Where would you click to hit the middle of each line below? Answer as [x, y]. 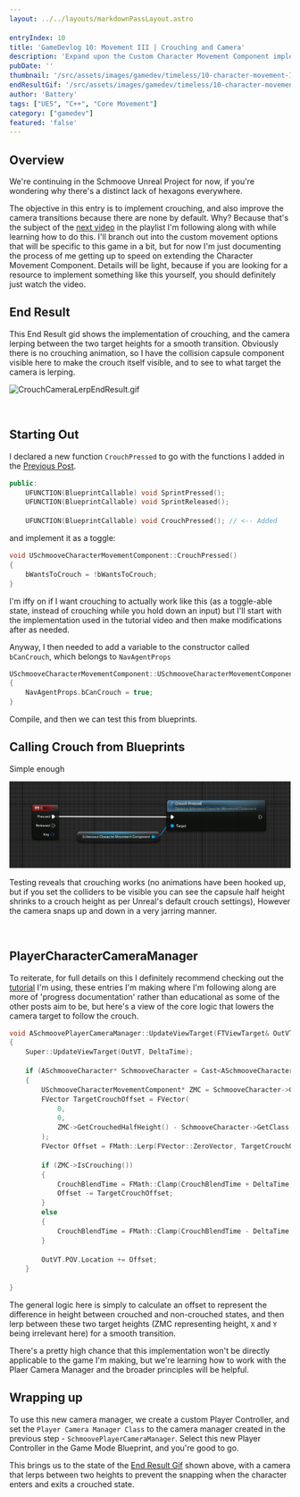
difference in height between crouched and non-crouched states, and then [147, 1314]
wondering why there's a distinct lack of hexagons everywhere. [126, 191]
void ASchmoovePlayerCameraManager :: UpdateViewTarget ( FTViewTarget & [139, 1033]
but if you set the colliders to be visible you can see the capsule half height [147, 892]
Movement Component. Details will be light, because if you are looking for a [149, 266]
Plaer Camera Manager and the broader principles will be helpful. [129, 1370]
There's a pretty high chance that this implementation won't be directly [140, 1351]
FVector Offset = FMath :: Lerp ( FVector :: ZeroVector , [140, 1146]
